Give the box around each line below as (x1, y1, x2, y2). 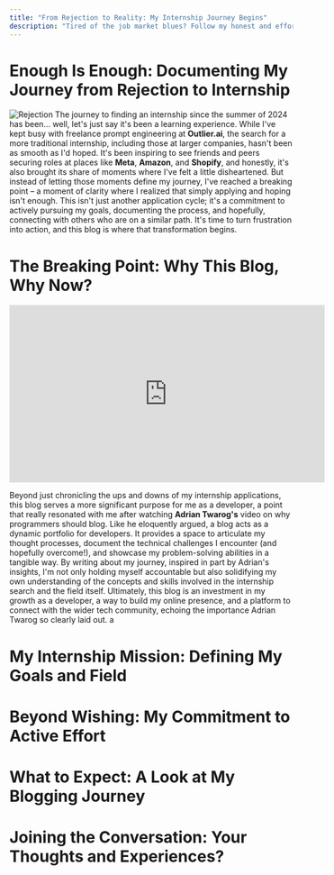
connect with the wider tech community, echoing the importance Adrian (9, 605, 276, 615)
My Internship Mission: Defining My (9, 646, 283, 667)
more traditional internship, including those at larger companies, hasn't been (9, 138, 293, 149)
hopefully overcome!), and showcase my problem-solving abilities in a (9, 547, 270, 559)
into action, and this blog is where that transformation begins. (9, 224, 238, 235)
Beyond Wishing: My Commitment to (9, 706, 291, 726)
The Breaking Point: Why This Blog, (9, 256, 279, 276)
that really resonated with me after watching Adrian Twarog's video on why (9, 509, 291, 520)
